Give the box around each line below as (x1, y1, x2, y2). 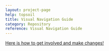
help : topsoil (5, 12, 35, 17)
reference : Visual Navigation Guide (5, 26, 82, 31)
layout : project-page (5, 7, 51, 13)
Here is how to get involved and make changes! (5, 40, 104, 46)
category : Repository (5, 21, 51, 27)
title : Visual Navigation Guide (5, 17, 73, 22)
